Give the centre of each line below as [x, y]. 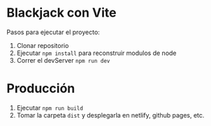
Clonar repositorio [43, 45]
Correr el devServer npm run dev [63, 60]
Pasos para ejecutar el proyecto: [53, 32]
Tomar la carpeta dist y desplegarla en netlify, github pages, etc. [110, 115]
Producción [41, 89]
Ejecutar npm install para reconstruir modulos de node [96, 53]
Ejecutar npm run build [50, 108]
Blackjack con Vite [61, 13]
